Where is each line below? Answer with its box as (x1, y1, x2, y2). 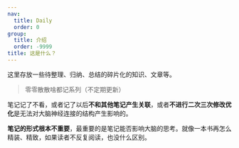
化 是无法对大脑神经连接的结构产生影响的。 (7, 109, 132, 118)
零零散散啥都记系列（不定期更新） (24, 85, 125, 93)
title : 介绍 (14, 37, 48, 44)
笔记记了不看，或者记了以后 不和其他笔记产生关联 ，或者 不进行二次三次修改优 (7, 100, 232, 108)
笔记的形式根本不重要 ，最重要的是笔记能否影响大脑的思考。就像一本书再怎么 (7, 124, 232, 132)
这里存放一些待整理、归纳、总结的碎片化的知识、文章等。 (7, 70, 176, 79)
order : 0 (14, 23, 40, 30)
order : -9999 (14, 43, 53, 50)
